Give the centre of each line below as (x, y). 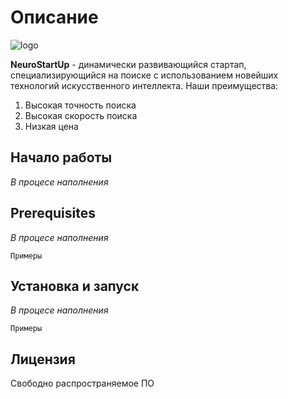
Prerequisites (53, 213)
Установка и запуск (75, 286)
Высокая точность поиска (80, 105)
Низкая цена (51, 126)
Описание (54, 17)
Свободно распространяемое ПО (82, 383)
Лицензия (43, 359)
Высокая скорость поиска (81, 115)
